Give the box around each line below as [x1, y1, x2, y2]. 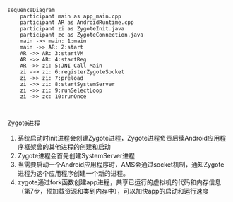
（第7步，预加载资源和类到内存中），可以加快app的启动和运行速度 [17, 187, 209, 195]
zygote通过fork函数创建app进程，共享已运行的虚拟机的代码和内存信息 [17, 178, 222, 186]
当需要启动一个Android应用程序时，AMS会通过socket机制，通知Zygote [17, 160, 225, 169]
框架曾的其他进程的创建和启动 [23, 143, 111, 151]
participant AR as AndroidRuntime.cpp [20, 19, 134, 26]
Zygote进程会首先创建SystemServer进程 [17, 152, 136, 160]
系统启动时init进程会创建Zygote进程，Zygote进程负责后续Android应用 [17, 134, 220, 142]
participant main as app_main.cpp [20, 13, 121, 20]
